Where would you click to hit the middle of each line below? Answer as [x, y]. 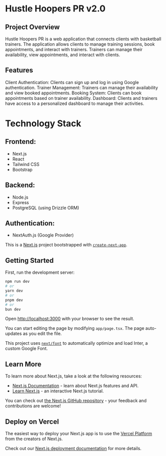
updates [14, 334]
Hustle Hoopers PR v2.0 [55, 9]
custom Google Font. [27, 349]
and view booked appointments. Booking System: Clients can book [74, 93]
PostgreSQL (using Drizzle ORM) [46, 208]
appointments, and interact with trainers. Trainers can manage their [74, 49]
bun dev [13, 309]
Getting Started [29, 261]
